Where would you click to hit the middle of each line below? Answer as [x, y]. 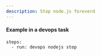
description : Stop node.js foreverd [50, 11]
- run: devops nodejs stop [44, 47]
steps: [14, 42]
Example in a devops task [37, 30]
